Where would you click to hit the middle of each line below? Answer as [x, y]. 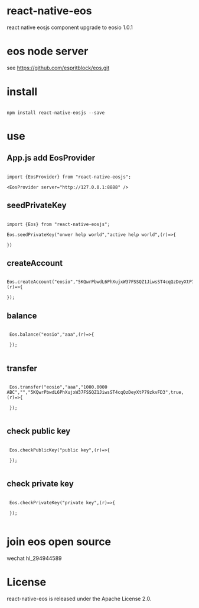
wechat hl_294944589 [34, 558]
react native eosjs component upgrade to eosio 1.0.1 [70, 27]
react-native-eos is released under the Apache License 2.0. [79, 599]
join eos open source [59, 542]
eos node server [48, 51]
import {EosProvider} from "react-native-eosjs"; [69, 177]
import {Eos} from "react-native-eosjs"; [58, 224]
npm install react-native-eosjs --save [56, 113]
